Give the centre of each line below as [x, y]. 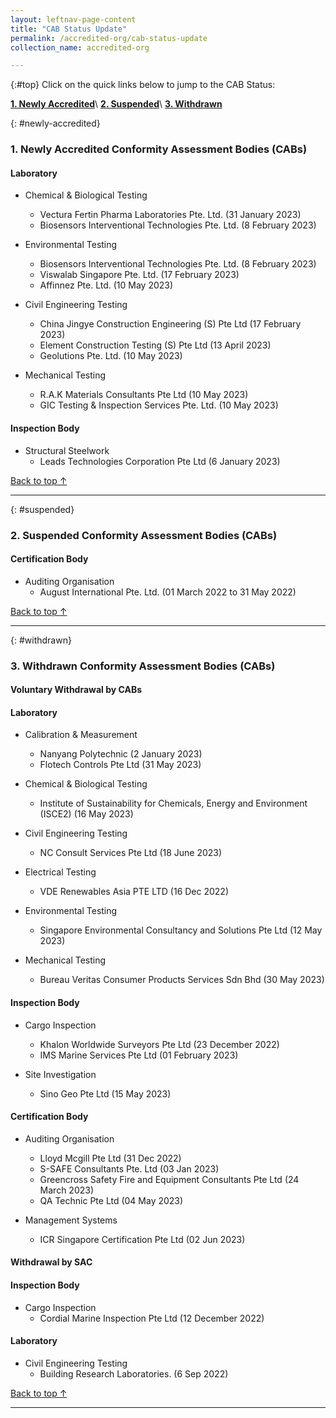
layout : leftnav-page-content [73, 19]
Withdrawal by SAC [51, 1262]
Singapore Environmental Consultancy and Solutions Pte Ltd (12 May [181, 930]
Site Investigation [60, 1074]
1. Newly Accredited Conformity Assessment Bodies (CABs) [159, 149]
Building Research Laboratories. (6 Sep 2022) [134, 1373]
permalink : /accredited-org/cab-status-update [109, 38]
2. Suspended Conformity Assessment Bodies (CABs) [144, 535]
